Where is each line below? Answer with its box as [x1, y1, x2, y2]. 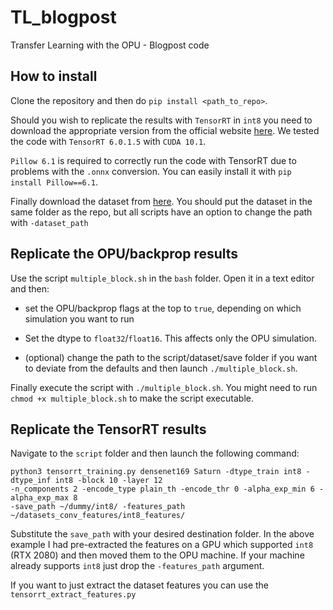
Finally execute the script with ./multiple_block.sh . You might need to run [10, 381, 318, 393]
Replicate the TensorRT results [10, 421, 207, 438]
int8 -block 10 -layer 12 [54, 476, 163, 486]
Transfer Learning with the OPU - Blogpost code [10, 39, 210, 51]
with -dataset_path [10, 216, 89, 228]
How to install [10, 68, 98, 85]
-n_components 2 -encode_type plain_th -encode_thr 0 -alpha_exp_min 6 [10, 484, 315, 495]
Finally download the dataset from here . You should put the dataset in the [10, 195, 313, 207]
